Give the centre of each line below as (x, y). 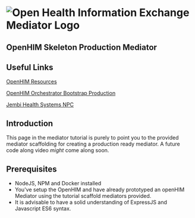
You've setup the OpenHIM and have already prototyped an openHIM (100, 189)
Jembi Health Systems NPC (40, 105)
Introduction (30, 123)
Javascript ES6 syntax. (43, 208)
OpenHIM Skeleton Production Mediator (82, 47)
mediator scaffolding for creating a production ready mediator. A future (93, 144)
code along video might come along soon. (58, 150)
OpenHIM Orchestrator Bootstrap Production (61, 93)
